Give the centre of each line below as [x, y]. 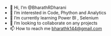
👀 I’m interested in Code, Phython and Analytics [58, 13]
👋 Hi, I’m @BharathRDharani [38, 8]
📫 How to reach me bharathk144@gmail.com [56, 28]
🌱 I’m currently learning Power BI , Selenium [54, 18]
